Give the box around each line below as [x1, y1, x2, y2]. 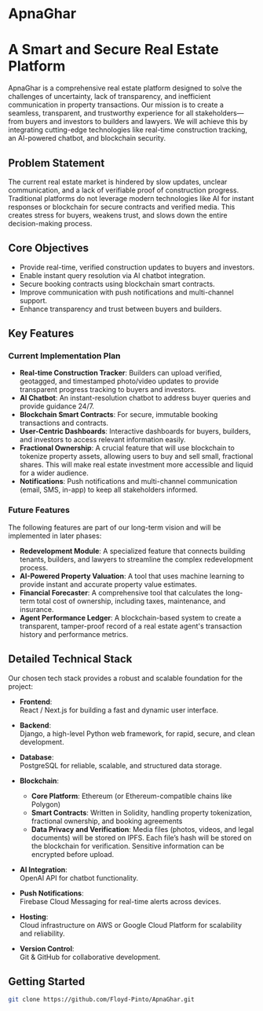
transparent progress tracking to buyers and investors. [19, 385, 196, 394]
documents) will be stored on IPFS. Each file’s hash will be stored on [31, 833, 252, 842]
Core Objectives [8, 241, 89, 255]
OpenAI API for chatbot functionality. [19, 873, 139, 882]
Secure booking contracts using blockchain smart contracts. [19, 279, 215, 288]
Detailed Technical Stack [8, 653, 133, 666]
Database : [19, 752, 54, 762]
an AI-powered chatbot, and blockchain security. [8, 134, 166, 143]
